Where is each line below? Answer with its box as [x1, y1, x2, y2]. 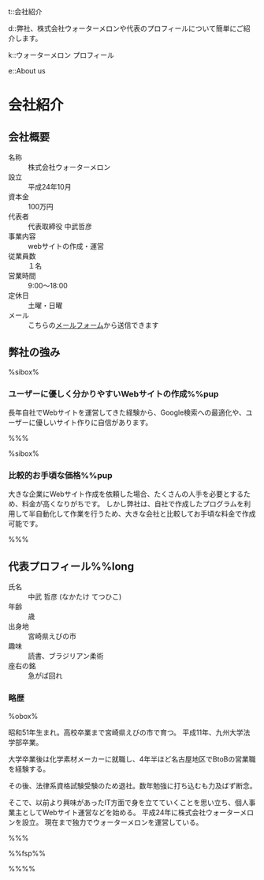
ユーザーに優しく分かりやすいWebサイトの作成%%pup [8, 388, 219, 399]
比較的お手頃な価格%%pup [8, 470, 113, 481]
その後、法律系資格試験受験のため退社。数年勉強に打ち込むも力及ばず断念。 [8, 780, 257, 790]
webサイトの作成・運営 [28, 242, 104, 250]
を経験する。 [8, 764, 50, 773]
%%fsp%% [8, 848, 46, 858]
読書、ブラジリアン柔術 [28, 651, 104, 661]
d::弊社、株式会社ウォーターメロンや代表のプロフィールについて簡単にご [8, 24, 244, 33]
